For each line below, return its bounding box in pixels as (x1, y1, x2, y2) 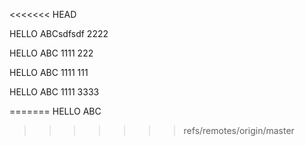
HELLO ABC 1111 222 (9, 47, 94, 59)
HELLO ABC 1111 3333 (9, 86, 100, 98)
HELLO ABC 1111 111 (9, 67, 89, 78)
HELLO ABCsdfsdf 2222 (9, 28, 109, 39)
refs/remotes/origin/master (183, 125, 295, 136)
